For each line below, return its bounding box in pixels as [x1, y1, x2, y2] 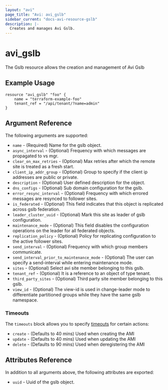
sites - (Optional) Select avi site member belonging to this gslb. [12, 265, 144, 271]
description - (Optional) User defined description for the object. [12, 179, 145, 185]
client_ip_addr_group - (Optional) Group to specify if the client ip [12, 169, 148, 175]
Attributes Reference [5, 356, 72, 364]
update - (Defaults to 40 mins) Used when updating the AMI [12, 336, 136, 342]
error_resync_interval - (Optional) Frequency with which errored [12, 190, 148, 196]
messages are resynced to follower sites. [12, 196, 98, 202]
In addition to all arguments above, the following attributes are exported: [5, 369, 154, 375]
